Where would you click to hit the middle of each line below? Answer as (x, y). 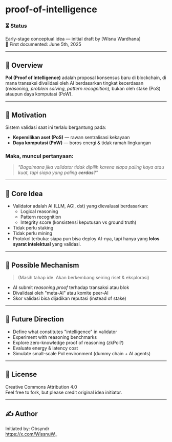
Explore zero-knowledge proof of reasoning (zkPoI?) (68, 342)
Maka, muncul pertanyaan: (39, 156)
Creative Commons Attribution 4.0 (41, 387)
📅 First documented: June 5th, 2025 (44, 44)
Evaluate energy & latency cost (45, 348)
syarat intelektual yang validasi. (47, 244)
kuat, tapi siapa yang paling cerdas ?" (58, 172)
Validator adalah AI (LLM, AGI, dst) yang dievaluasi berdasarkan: (80, 206)
